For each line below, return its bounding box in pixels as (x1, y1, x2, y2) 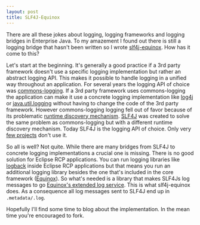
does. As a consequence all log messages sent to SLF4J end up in (6, 187, 170, 194)
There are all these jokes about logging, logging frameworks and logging (6, 31, 185, 38)
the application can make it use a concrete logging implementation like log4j (6, 93, 193, 101)
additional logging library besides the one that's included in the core (6, 168, 174, 175)
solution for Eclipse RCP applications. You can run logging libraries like (6, 156, 180, 163)
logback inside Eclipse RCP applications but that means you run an (6, 162, 171, 169)
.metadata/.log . (6, 194, 46, 201)
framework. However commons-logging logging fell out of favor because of (6, 106, 192, 113)
